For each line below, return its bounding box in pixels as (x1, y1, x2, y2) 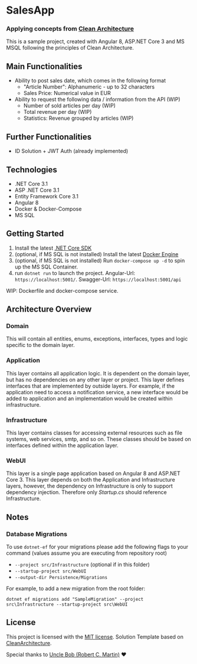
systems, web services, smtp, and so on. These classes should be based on (6, 436, 192, 443)
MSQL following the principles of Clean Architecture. (6, 44, 134, 51)
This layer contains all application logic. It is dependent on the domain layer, (6, 369, 191, 377)
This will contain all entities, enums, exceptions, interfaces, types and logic (6, 335, 188, 342)
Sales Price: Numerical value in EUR (23, 90, 111, 97)
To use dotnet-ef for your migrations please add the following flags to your (6, 544, 189, 550)
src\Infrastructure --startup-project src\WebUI (6, 601, 128, 607)
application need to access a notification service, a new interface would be (6, 388, 189, 395)
